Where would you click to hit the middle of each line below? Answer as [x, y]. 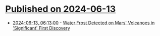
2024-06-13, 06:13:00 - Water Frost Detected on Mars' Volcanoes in [84, 23]
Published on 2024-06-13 [61, 9]
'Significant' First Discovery [41, 28]
